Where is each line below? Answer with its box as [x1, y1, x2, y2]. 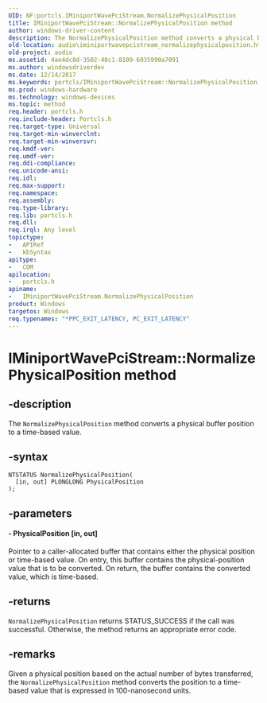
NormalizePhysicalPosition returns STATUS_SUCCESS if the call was [8, 616, 235, 625]
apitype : [8, 255, 37, 263]
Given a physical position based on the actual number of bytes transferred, [8, 669, 253, 678]
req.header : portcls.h [8, 108, 83, 116]
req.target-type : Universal [8, 122, 102, 130]
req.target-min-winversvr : [8, 137, 98, 146]
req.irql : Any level [8, 226, 77, 235]
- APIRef [8, 241, 44, 249]
